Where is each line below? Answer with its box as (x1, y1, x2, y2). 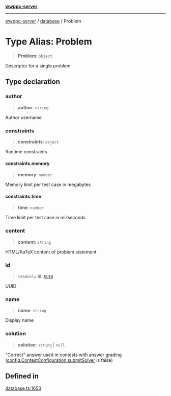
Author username (5, 114, 42, 121)
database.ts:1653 (5, 385, 42, 391)
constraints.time (5, 193, 42, 199)
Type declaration (5, 78, 60, 86)
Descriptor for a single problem (5, 62, 71, 68)
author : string (17, 104, 49, 110)
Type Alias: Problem (5, 36, 93, 48)
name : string (17, 308, 47, 314)
